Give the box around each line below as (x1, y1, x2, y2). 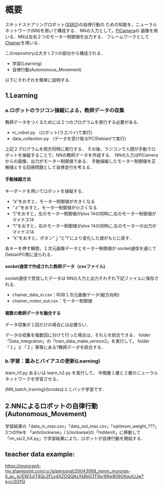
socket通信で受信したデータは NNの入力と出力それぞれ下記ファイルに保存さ (5, 275, 159, 281)
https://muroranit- (5, 463, 41, 469)
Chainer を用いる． (5, 40, 42, 45)
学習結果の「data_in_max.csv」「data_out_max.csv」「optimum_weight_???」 (5, 423, 157, 429)
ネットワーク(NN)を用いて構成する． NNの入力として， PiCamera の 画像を (5, 27, 154, 33)
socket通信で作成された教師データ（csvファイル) (5, 264, 105, 269)
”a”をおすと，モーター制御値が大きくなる (12, 198, 95, 204)
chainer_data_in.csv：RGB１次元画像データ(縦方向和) (12, 292, 120, 298)
